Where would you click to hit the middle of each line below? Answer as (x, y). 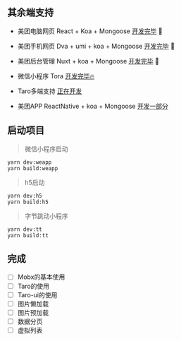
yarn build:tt (28, 235)
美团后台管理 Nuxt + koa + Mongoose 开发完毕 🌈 (88, 61)
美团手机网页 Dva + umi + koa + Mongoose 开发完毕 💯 (96, 46)
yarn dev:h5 (25, 196)
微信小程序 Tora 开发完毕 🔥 (56, 76)
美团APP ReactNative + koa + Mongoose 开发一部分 (93, 106)
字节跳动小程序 (46, 216)
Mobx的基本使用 (41, 277)
